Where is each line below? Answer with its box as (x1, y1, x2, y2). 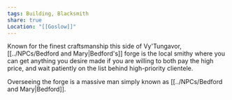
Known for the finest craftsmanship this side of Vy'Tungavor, (7, 42, 182, 51)
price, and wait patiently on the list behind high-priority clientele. (7, 64, 194, 73)
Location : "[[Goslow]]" (7, 23, 77, 30)
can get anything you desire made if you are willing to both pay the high (7, 57, 214, 65)
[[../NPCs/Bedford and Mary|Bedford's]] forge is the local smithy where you (7, 49, 226, 58)
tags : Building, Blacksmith (7, 10, 89, 17)
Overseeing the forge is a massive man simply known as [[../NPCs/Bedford (7, 78, 223, 86)
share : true (7, 17, 42, 24)
